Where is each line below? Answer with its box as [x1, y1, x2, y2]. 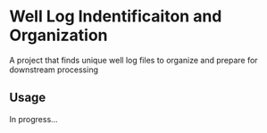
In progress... [9, 113, 58, 124]
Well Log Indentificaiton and [9, 6, 222, 27]
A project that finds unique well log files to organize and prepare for [9, 54, 258, 65]
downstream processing [9, 64, 99, 75]
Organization [9, 25, 108, 46]
